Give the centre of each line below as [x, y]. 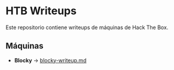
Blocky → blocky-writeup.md [50, 60]
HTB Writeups [41, 11]
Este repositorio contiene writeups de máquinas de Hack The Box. [87, 27]
